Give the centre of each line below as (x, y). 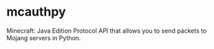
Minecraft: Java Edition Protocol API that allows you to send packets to (107, 31)
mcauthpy (36, 12)
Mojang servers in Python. (44, 37)
